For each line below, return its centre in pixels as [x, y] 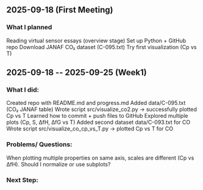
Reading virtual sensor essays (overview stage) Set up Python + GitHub [96, 40]
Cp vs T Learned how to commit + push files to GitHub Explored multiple [97, 116]
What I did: [23, 90]
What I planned [29, 27]
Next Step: [22, 180]
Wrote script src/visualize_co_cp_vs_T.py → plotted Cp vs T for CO [90, 129]
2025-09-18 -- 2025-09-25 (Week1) [77, 73]
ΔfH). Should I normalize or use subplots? [59, 164]
